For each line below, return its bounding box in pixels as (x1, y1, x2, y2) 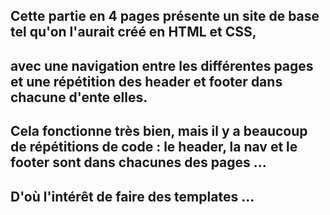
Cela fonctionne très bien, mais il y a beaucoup (10, 123, 308, 140)
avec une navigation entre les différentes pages (10, 57, 314, 74)
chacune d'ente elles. (10, 89, 148, 106)
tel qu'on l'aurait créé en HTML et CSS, (10, 24, 257, 41)
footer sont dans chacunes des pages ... (10, 154, 267, 171)
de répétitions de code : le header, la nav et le (10, 139, 298, 156)
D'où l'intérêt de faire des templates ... (10, 188, 255, 205)
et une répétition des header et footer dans (10, 73, 283, 90)
